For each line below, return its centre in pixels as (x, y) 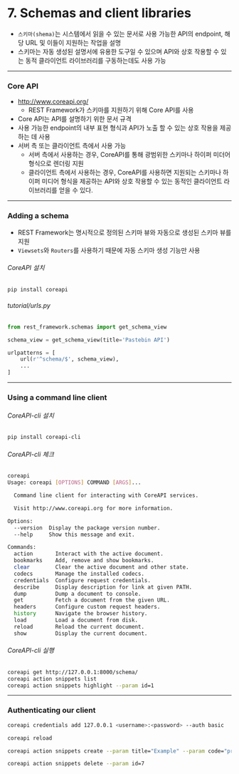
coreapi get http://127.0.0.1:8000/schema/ (73, 672)
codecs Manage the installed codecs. (79, 574)
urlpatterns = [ (31, 353)
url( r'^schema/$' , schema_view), (70, 359)
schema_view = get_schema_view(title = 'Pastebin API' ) (89, 340)
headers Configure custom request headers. (87, 607)
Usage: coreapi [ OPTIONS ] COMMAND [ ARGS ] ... (74, 483)
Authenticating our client (52, 711)
